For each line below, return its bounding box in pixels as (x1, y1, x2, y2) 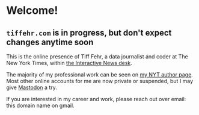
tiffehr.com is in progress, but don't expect (6, 28, 172, 38)
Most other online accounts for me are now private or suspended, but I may (6, 78, 194, 84)
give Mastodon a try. (6, 84, 57, 91)
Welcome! (6, 4, 58, 17)
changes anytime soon (6, 37, 94, 47)
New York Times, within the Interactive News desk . (6, 60, 132, 66)
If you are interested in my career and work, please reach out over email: (6, 96, 186, 102)
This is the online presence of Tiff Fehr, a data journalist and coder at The (6, 53, 188, 60)
